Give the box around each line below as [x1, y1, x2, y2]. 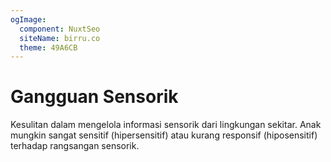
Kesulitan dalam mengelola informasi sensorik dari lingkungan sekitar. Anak [10, 119, 322, 131]
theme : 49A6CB [19, 42, 78, 53]
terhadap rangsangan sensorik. [10, 140, 140, 152]
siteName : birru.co [19, 33, 101, 43]
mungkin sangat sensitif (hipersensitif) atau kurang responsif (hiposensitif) [10, 129, 318, 141]
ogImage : [10, 14, 47, 25]
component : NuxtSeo [19, 24, 101, 34]
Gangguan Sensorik [10, 86, 179, 108]
